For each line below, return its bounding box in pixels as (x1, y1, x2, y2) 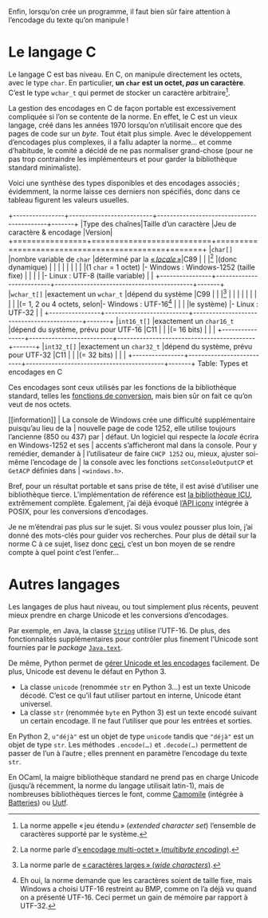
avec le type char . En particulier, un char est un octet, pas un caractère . (8, 77, 246, 87)
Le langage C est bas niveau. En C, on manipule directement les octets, (8, 69, 242, 79)
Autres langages (8, 575, 120, 593)
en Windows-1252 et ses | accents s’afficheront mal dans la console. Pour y (8, 440, 258, 450)
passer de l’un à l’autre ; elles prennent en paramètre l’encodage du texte (8, 748, 247, 758)
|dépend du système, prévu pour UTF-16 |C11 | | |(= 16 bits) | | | (8, 325, 216, 334)
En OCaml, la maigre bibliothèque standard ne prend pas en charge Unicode (8, 772, 259, 782)
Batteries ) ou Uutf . (8, 798, 69, 807)
